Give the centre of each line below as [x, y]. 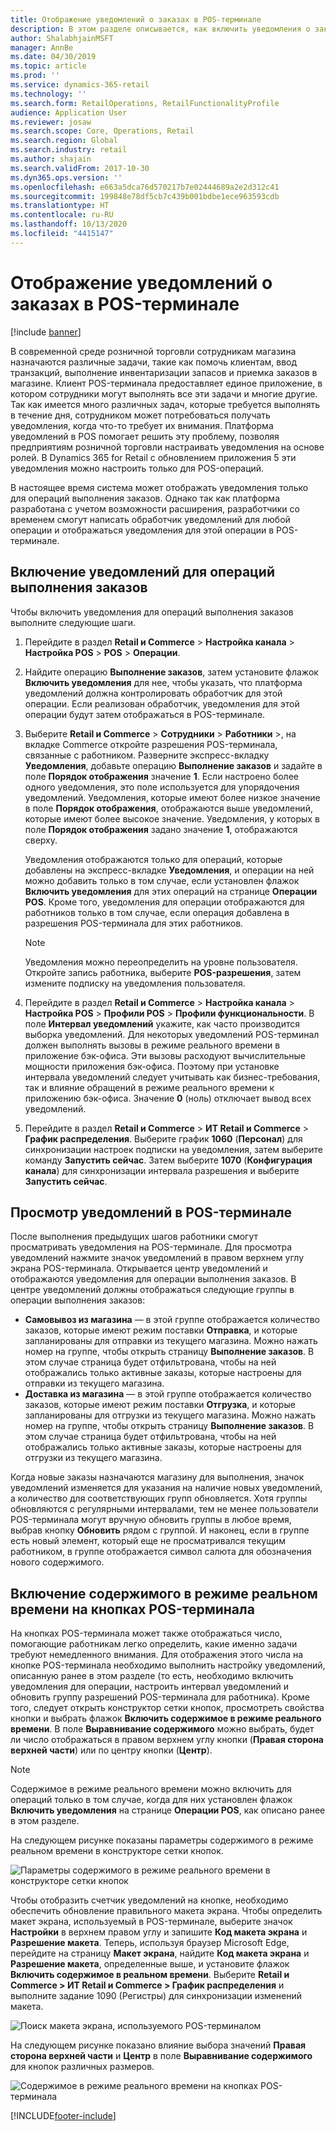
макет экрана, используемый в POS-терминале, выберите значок [151, 1922]
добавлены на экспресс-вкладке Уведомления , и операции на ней [169, 870]
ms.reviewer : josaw [51, 122]
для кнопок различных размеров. [82, 2067]
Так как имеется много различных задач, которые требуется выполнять [165, 404]
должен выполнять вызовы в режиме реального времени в [152, 1045]
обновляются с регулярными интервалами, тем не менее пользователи [164, 1509]
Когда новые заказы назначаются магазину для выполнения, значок [157, 1477]
